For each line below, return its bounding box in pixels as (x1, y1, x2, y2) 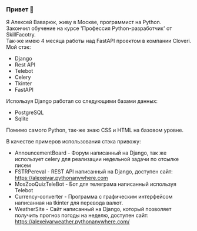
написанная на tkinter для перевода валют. (14, 199, 123, 206)
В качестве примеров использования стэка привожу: (6, 138, 141, 145)
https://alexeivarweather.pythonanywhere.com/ (14, 218, 130, 225)
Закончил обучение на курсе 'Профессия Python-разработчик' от (6, 25, 172, 32)
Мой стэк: (6, 43, 31, 51)
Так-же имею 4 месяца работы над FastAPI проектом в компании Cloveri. (6, 38, 192, 45)
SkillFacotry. (6, 31, 36, 38)
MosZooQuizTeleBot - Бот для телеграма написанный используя (14, 180, 176, 188)
